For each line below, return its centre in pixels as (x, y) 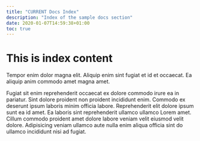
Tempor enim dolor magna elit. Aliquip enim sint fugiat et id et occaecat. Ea (99, 75)
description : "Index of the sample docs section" (70, 17)
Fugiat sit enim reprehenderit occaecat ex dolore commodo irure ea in (92, 93)
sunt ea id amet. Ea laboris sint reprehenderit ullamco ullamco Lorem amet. (99, 113)
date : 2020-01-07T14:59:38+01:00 (48, 23)
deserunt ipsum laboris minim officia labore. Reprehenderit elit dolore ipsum (100, 106)
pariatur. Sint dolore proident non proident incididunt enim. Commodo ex (96, 99)
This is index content (59, 58)
